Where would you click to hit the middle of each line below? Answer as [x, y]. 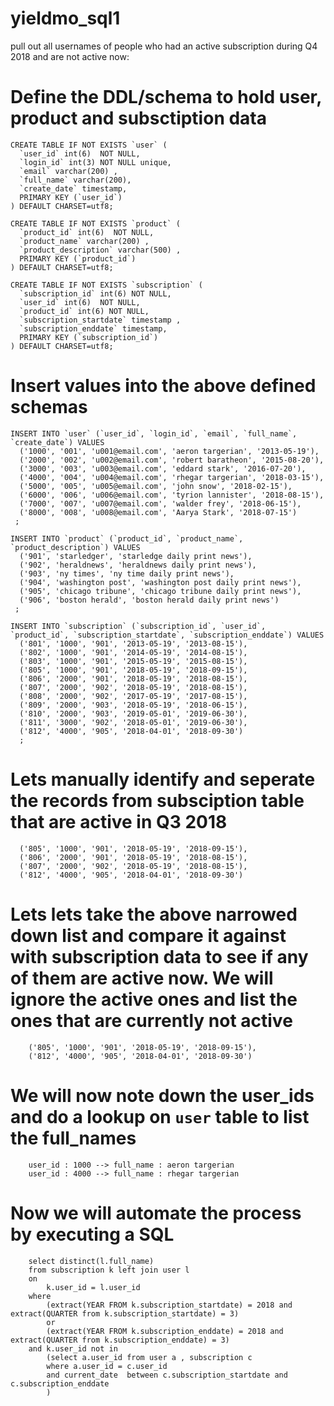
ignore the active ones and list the [154, 999]
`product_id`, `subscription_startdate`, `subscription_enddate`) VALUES [167, 635]
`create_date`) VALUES [57, 442]
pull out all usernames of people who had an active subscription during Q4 [164, 46]
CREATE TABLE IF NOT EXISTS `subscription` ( [106, 285]
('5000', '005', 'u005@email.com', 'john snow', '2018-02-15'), [156, 486]
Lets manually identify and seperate [163, 779]
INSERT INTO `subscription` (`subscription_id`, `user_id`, [138, 626]
